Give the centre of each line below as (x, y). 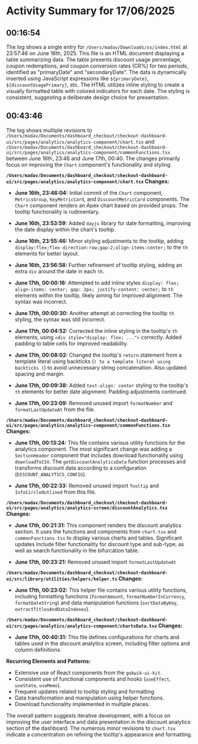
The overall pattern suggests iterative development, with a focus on (88, 716)
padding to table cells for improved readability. (71, 343)
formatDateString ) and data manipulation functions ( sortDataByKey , (96, 602)
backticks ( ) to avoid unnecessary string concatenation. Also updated (100, 367)
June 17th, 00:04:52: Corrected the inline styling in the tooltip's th (96, 331)
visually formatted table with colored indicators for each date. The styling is (98, 91)
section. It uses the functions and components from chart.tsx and (95, 531)
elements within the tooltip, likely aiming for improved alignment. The (99, 295)
